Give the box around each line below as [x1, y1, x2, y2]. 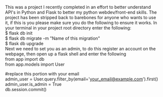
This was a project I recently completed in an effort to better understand [5, 4, 151, 10]
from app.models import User [5, 61, 65, 67]
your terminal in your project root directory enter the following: [5, 25, 132, 31]
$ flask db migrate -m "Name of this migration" [5, 35, 100, 41]
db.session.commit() [5, 87, 47, 92]
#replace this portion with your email [5, 71, 80, 76]
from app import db [5, 56, 45, 62]
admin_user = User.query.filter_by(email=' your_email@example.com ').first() [5, 76, 159, 82]
